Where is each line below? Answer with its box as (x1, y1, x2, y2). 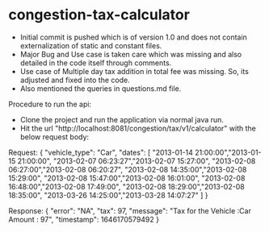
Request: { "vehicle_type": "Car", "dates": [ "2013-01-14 (8, 147, 194, 157)
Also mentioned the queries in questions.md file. (19, 83, 182, 93)
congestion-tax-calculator (8, 6, 190, 24)
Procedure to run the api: (8, 99, 91, 109)
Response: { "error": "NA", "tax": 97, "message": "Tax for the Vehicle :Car (8, 205, 252, 215)
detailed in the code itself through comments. (19, 58, 172, 68)
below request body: (19, 131, 90, 142)
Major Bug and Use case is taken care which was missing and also (19, 49, 242, 59)
